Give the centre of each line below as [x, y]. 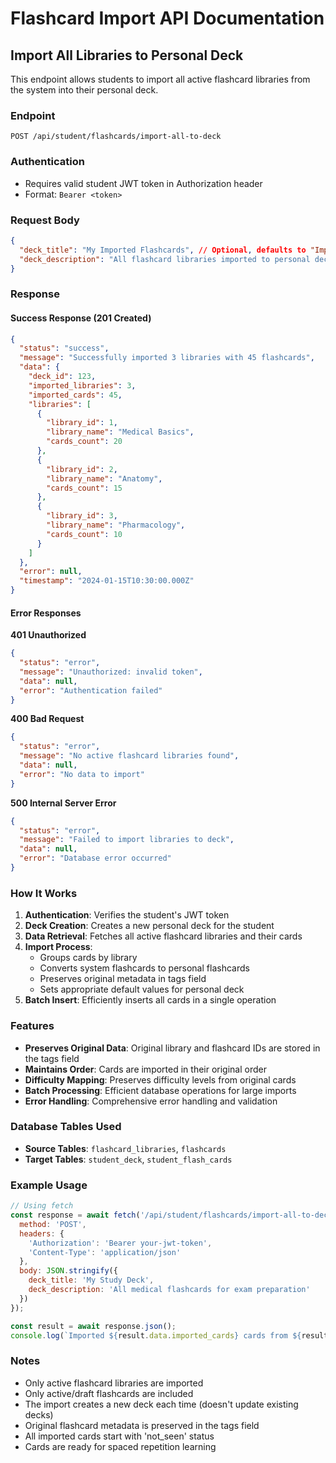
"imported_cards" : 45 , [75, 395]
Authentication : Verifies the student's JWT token [127, 915]
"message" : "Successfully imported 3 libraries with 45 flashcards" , [167, 358]
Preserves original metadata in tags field [123, 979]
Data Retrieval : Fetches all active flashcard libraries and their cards [163, 936]
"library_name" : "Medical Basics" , [120, 432]
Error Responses [46, 613]
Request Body [45, 220]
